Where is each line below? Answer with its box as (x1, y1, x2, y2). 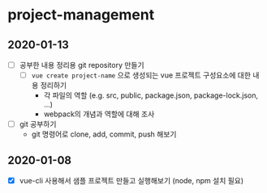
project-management (7, 6, 155, 24)
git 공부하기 (19, 120, 57, 129)
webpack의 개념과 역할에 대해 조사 (43, 109, 155, 119)
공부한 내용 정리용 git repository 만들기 (19, 61, 144, 69)
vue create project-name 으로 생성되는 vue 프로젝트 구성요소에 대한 (31, 70, 252, 80)
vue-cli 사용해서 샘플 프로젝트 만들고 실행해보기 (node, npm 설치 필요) (19, 176, 244, 185)
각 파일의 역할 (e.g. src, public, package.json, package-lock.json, (43, 90, 259, 100)
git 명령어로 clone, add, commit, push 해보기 (31, 129, 177, 139)
